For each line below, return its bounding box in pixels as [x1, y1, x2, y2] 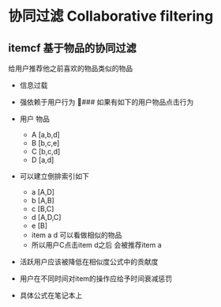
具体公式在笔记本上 [19, 290, 83, 300]
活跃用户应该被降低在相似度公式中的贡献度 [19, 257, 159, 266]
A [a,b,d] [31, 130, 61, 139]
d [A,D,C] [31, 213, 62, 222]
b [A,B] [31, 195, 55, 205]
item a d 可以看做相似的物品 [31, 230, 122, 240]
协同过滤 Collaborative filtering [8, 7, 214, 25]
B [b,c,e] [31, 138, 60, 147]
